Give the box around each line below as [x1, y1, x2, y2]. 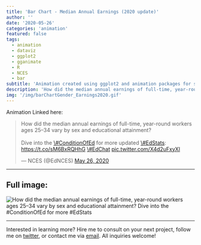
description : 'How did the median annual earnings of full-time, [6, 87, 172, 93]
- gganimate [11, 59, 42, 65]
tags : [6, 36, 20, 42]
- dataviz [11, 48, 36, 54]
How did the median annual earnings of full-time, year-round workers [20, 120, 193, 127]
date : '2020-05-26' [6, 20, 55, 26]
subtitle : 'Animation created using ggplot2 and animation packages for [6, 81, 191, 87]
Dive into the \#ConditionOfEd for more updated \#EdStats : [20, 139, 166, 146]
